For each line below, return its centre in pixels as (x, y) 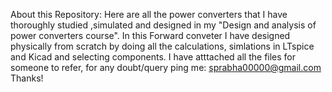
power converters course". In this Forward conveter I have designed (150, 35)
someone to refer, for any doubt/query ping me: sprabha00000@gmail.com (166, 67)
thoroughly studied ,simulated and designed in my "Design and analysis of (163, 25)
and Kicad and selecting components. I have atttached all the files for (153, 57)
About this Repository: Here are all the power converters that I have (149, 14)
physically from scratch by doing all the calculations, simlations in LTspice (162, 46)
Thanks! (27, 78)
